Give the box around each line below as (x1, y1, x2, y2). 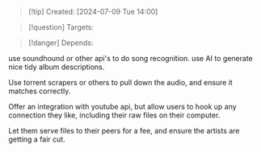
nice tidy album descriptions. (8, 62, 105, 72)
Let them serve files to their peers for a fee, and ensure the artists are (8, 126, 240, 135)
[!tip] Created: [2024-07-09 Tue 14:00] (27, 7, 158, 16)
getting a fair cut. (8, 134, 66, 144)
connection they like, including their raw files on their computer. (8, 110, 221, 120)
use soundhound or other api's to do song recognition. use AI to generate (8, 54, 253, 63)
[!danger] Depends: (27, 38, 94, 47)
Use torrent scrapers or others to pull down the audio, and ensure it (8, 78, 233, 87)
